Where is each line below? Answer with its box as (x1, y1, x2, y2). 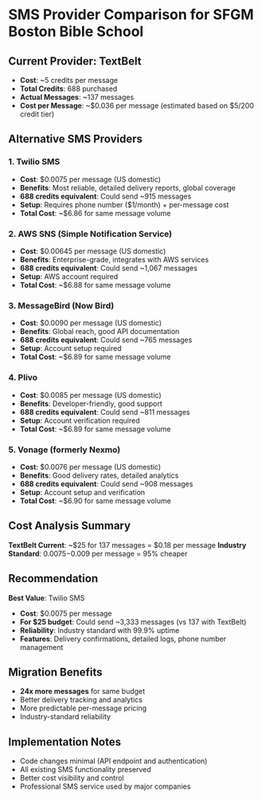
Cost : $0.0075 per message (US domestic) (19, 174, 162, 184)
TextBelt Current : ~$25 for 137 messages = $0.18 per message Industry (8, 540, 247, 549)
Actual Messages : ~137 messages (19, 92, 135, 101)
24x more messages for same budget (19, 687, 146, 696)
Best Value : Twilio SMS (8, 592, 85, 603)
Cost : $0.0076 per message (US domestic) (19, 462, 162, 471)
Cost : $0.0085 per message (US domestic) (19, 390, 162, 399)
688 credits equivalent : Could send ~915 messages (19, 191, 192, 201)
